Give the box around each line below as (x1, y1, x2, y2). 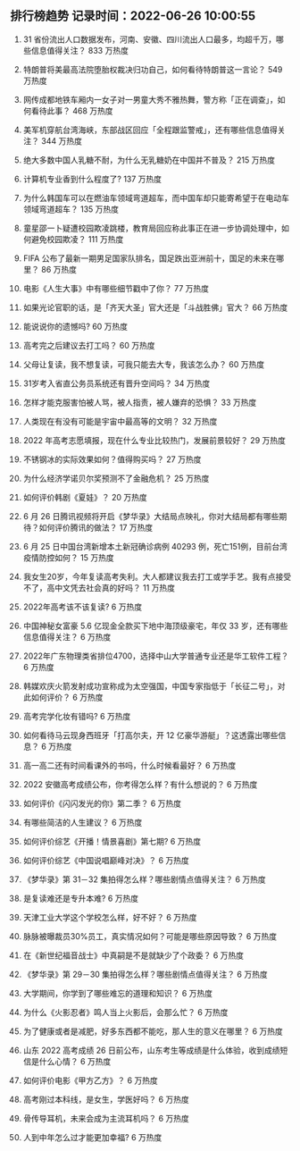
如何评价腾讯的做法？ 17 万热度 (38, 522, 154, 533)
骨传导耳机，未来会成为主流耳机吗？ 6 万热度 (22, 1113, 190, 1123)
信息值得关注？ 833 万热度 (30, 45, 129, 55)
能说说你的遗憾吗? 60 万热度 (22, 321, 129, 332)
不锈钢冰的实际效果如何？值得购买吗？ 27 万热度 (22, 454, 202, 465)
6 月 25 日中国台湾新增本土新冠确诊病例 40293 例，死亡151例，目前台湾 (22, 541, 288, 551)
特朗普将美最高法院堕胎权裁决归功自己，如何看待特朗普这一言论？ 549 (22, 63, 283, 74)
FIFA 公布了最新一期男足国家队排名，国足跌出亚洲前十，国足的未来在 (22, 253, 277, 264)
